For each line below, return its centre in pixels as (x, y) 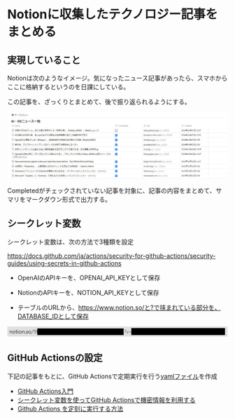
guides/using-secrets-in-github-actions (64, 263)
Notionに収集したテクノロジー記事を (113, 14)
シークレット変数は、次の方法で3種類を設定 (71, 242)
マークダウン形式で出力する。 (69, 200)
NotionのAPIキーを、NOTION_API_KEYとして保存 (88, 292)
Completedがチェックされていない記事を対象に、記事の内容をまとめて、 (112, 191)
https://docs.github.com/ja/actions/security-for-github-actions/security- (112, 256)
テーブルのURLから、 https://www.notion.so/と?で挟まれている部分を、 (119, 307)
